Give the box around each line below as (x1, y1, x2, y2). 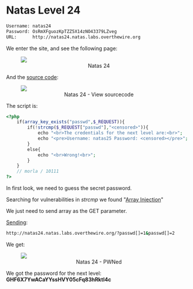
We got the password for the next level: (6, 270, 102, 277)
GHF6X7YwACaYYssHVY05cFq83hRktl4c (6, 275, 112, 283)
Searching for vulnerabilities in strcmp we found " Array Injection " (6, 196, 164, 203)
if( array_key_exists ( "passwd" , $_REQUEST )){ (16, 119, 125, 125)
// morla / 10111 (16, 169, 59, 175)
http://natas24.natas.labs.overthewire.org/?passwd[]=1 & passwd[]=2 (6, 231, 175, 237)
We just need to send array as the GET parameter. (6, 208, 128, 215)
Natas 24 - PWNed (76, 258, 122, 265)
